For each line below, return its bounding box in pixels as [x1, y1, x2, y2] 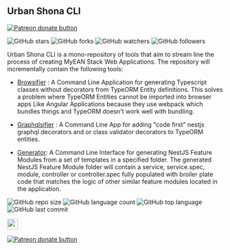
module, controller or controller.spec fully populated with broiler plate [16, 170, 214, 178]
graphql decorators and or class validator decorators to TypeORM [16, 127, 204, 136]
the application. [16, 184, 62, 192]
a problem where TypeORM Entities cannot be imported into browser [16, 92, 211, 101]
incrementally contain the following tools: [7, 64, 124, 73]
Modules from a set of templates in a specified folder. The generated [16, 155, 212, 164]
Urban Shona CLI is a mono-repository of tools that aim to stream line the [7, 50, 215, 58]
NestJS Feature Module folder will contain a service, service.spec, [16, 162, 205, 171]
